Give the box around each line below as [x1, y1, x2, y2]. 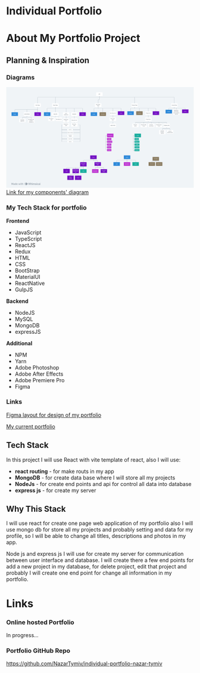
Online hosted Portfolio [6, 618, 74, 626]
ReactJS [14, 241, 36, 248]
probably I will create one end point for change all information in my [6, 569, 172, 577]
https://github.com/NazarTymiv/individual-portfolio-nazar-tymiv [6, 660, 162, 667]
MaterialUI [14, 273, 40, 280]
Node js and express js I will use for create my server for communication [6, 551, 184, 558]
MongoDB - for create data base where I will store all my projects [14, 474, 176, 481]
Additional [6, 339, 33, 347]
